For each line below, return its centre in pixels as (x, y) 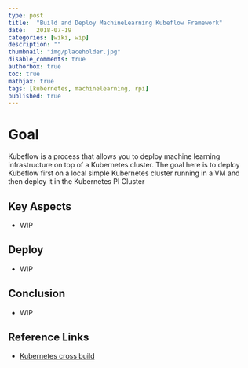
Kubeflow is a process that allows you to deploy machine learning (114, 156)
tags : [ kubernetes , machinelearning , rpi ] (78, 88)
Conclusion (37, 294)
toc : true (24, 74)
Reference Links (49, 338)
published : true (35, 96)
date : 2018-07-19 (40, 30)
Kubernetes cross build (57, 356)
